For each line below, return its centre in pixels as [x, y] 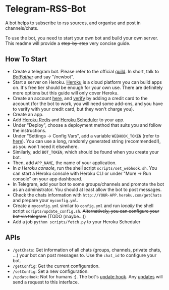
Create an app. [28, 114]
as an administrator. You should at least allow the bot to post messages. [87, 189]
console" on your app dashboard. [47, 179]
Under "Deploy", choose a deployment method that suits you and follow [87, 125]
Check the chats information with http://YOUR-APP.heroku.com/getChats [87, 195]
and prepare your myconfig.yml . [45, 200]
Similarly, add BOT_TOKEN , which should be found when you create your [86, 152]
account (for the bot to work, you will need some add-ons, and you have [88, 104]
